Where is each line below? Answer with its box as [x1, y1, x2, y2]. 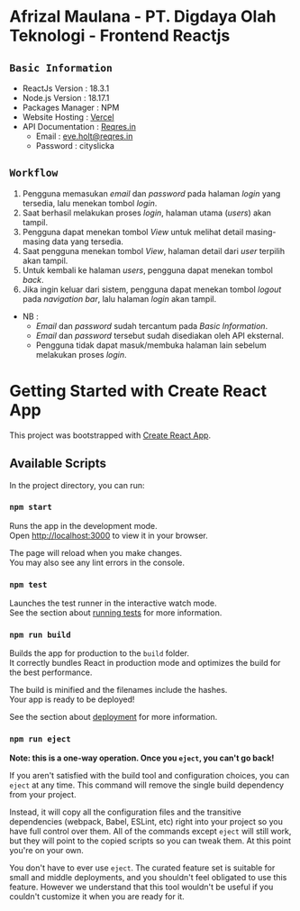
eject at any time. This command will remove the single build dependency [9, 779, 285, 790]
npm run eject [9, 734, 71, 744]
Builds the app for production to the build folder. [9, 648, 190, 659]
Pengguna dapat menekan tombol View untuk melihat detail [22, 226, 244, 237]
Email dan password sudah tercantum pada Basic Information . [35, 320, 268, 331]
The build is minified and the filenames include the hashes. [9, 685, 228, 696]
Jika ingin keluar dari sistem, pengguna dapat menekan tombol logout [22, 284, 282, 295]
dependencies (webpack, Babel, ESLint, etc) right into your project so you [9, 815, 284, 826]
